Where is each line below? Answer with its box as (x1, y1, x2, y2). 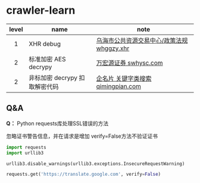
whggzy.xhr (96, 44, 130, 52)
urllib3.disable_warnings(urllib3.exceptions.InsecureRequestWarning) (6, 160, 185, 167)
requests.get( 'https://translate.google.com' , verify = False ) (6, 171, 161, 178)
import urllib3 (6, 150, 44, 156)
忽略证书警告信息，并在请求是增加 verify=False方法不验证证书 (6, 132, 158, 139)
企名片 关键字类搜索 (96, 74, 152, 82)
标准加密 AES (29, 55, 66, 63)
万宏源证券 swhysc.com (96, 58, 163, 67)
